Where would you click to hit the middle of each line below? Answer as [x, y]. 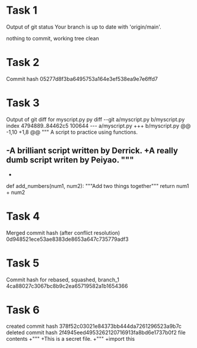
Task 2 [23, 62]
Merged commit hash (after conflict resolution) [63, 233]
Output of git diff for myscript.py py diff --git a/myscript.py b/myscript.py [96, 119]
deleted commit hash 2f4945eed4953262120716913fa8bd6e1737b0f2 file [96, 333]
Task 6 [23, 310]
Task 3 [23, 103]
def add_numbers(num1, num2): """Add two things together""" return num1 [98, 186]
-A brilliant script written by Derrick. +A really [92, 151]
